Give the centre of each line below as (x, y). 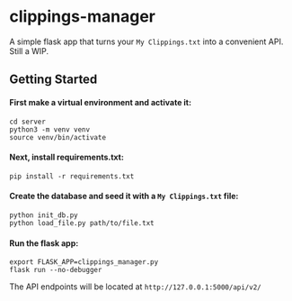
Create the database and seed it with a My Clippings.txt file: (124, 196)
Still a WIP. (29, 50)
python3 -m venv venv (50, 129)
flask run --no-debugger (56, 270)
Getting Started (53, 80)
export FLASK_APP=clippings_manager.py (84, 262)
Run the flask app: (44, 243)
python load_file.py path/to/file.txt (82, 223)
